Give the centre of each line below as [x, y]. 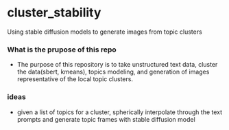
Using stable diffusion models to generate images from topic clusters [105, 32]
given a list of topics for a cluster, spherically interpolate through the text [120, 112]
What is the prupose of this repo [62, 50]
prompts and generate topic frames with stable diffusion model [106, 119]
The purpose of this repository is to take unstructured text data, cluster [117, 65]
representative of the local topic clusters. [75, 79]
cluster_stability [54, 13]
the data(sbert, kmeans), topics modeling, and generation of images [113, 72]
